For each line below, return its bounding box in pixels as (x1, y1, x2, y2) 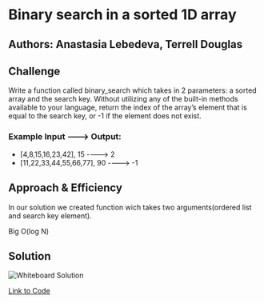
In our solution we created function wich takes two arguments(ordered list (8, 202, 252, 212)
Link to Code (8, 286, 50, 296)
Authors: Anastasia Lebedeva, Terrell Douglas (8, 38, 242, 51)
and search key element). (8, 210, 92, 221)
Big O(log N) (8, 226, 50, 236)
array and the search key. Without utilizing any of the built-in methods (8, 94, 238, 104)
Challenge (8, 64, 61, 78)
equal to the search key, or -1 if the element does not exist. (8, 111, 202, 121)
